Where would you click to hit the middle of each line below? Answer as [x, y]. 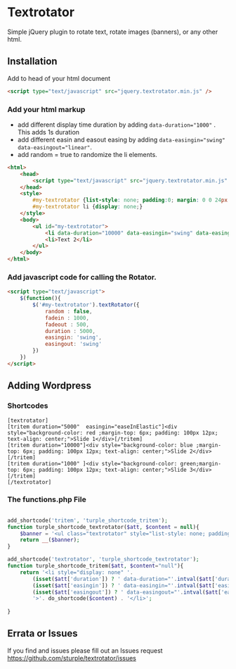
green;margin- [201, 463]
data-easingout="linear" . [55, 147]
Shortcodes [28, 406]
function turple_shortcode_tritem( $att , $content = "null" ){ [96, 566]
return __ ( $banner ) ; [50, 540]
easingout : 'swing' [73, 344]
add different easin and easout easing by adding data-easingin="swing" [122, 139]
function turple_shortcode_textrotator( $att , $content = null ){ [103, 527]
